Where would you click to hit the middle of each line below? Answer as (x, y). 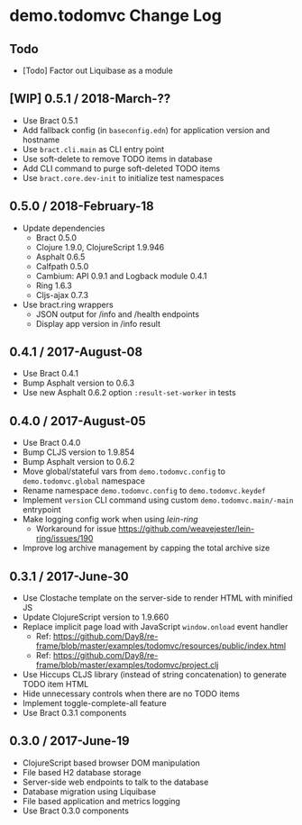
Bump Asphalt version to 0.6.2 (78, 462)
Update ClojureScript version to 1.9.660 (96, 617)
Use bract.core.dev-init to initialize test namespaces (123, 177)
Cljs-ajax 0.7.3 (62, 295)
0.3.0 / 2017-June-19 (69, 741)
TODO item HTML (55, 684)
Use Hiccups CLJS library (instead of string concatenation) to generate (154, 675)
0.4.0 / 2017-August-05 (78, 421)
